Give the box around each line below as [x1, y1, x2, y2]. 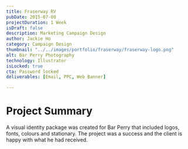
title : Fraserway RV [6, 8, 57, 15]
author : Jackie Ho [6, 36, 51, 42]
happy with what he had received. [6, 136, 88, 144]
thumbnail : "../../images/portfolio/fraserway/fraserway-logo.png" [6, 47, 175, 53]
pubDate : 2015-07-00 [6, 14, 57, 20]
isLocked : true [6, 63, 43, 69]
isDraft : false [6, 25, 43, 31]
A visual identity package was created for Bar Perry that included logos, [6, 124, 180, 131]
